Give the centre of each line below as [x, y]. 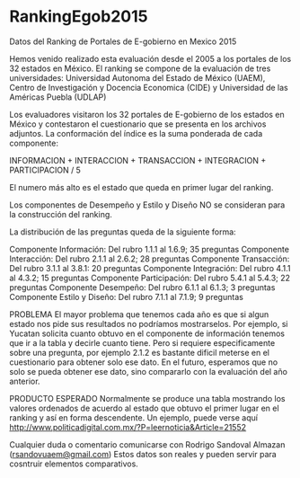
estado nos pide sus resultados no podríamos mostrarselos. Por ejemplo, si [149, 323]
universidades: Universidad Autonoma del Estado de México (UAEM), [137, 77]
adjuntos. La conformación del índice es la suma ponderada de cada [136, 133]
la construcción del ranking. [61, 214]
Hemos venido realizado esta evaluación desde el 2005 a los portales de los [150, 58]
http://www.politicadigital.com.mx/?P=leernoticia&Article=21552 [128, 427]
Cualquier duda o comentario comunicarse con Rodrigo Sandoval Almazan [147, 444]
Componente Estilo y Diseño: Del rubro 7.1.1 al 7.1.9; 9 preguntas [127, 297]
